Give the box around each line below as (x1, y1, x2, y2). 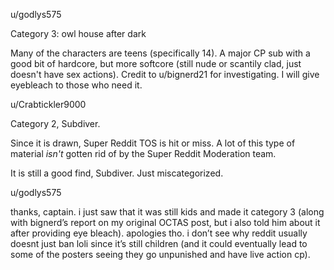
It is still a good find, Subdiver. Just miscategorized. (10, 167, 224, 179)
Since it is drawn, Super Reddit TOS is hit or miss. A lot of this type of (10, 137, 296, 149)
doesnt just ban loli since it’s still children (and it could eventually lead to (10, 238, 308, 249)
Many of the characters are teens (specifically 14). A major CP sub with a (10, 47, 311, 59)
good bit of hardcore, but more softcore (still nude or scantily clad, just (10, 58, 302, 69)
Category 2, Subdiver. (10, 118, 101, 129)
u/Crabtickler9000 (10, 99, 87, 110)
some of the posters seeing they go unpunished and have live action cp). (10, 249, 311, 260)
